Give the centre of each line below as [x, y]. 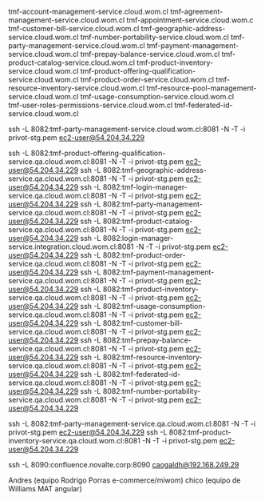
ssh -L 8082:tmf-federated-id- [131, 374]
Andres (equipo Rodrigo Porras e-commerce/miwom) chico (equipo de [125, 480]
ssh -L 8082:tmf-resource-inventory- [141, 357]
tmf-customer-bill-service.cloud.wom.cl [74, 28]
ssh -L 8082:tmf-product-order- [133, 255]
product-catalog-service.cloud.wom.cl [72, 62]
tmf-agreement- [197, 12]
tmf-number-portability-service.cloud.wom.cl [154, 37]
